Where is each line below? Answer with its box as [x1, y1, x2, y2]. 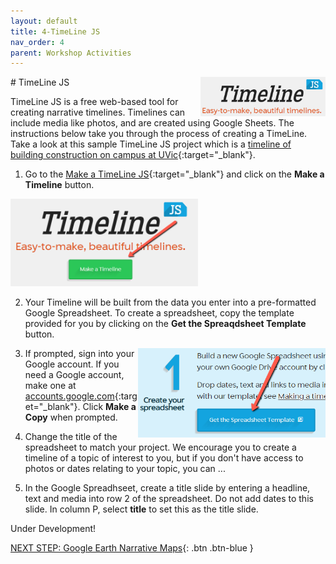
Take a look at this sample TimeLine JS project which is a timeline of [10, 138, 292, 150]
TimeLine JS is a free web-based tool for [10, 96, 179, 108]
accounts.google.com [24, 390, 115, 402]
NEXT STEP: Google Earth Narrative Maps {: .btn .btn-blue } [10, 541, 254, 554]
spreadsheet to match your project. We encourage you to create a [24, 441, 297, 453]
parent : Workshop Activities [10, 48, 132, 58]
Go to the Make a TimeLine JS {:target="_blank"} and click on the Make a [24, 168, 325, 180]
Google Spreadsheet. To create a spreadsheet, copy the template [24, 306, 295, 319]
